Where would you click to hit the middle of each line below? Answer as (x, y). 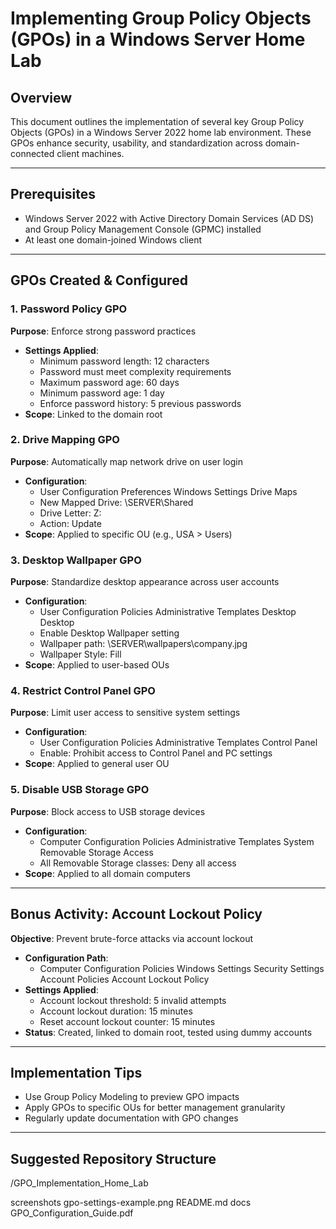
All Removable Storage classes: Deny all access (138, 863)
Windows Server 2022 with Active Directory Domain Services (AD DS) (169, 218)
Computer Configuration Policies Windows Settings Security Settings (182, 968)
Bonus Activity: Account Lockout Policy (136, 914)
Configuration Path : (66, 958)
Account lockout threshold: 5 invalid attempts (133, 1000)
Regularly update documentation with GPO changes (131, 1118)
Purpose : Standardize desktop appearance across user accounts (145, 582)
